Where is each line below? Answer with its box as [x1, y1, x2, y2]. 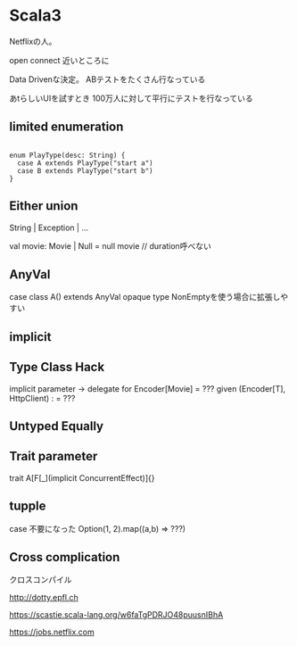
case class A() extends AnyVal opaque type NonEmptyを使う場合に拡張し [9, 292, 281, 302]
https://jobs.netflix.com [9, 626, 95, 638]
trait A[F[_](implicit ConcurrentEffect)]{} [9, 472, 155, 483]
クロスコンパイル [9, 575, 72, 585]
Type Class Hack [9, 360, 105, 375]
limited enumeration [9, 120, 124, 135]
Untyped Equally [9, 418, 104, 434]
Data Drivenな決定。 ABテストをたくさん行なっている [9, 73, 206, 85]
